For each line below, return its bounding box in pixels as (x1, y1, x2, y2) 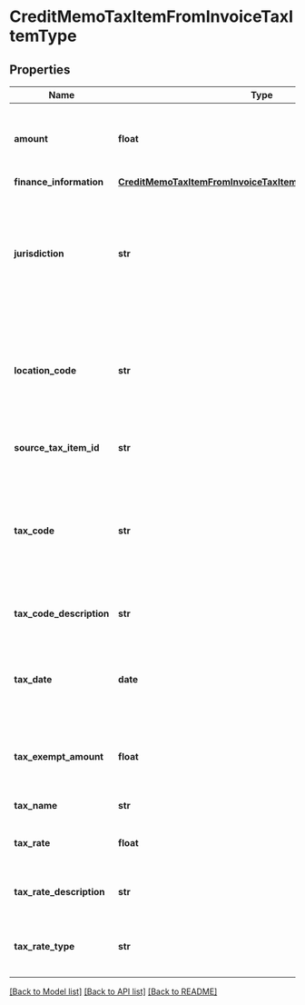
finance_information (14, 175, 104, 188)
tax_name (14, 800, 58, 811)
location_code (14, 364, 77, 376)
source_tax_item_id (14, 442, 100, 453)
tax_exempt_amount (14, 751, 104, 762)
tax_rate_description (14, 886, 106, 898)
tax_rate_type (14, 940, 75, 952)
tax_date (14, 673, 53, 685)
